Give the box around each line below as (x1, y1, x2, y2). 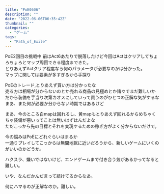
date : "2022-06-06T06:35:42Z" (5, 16, 67, 21)
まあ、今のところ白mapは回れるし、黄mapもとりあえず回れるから (5, 111, 139, 117)
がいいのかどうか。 (5, 146, 44, 152)
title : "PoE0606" (5, 7, 41, 12)
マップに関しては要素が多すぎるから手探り (5, 72, 91, 78)
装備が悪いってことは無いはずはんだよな (13, 117, 96, 123)
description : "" (5, 12, 38, 17)
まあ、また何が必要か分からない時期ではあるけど (5, 100, 104, 106)
